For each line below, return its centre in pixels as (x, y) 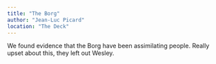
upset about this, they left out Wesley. (61, 53)
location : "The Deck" (38, 26)
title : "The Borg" (33, 13)
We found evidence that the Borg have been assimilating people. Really (108, 46)
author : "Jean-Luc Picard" (46, 20)
